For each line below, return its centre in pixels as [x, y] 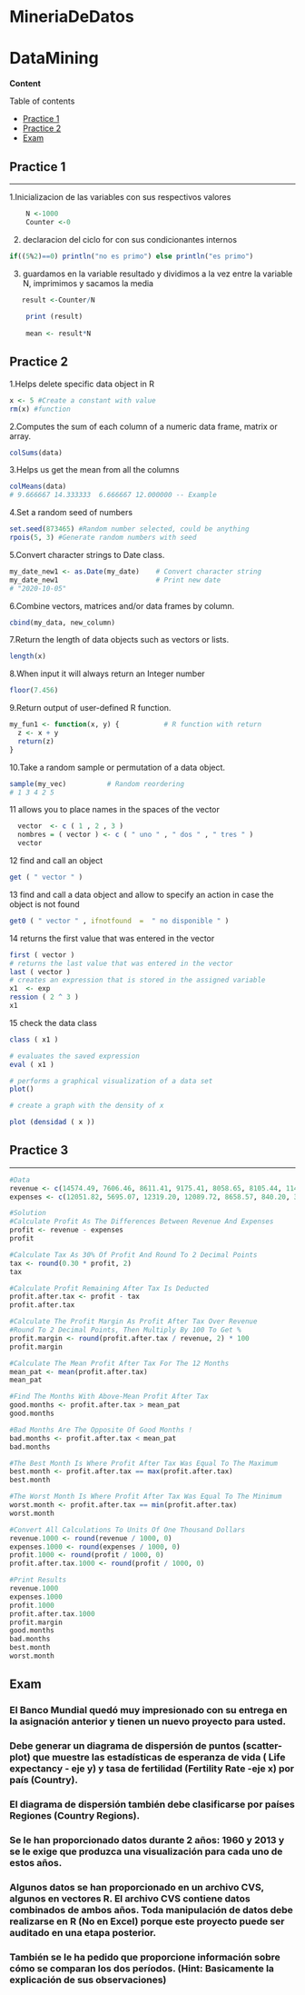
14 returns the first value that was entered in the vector [112, 938]
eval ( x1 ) [32, 1064]
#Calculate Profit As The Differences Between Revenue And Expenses [142, 1222]
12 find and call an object [56, 860]
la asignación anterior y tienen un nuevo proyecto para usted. [148, 1721]
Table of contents [42, 101]
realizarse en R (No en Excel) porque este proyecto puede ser [147, 1921]
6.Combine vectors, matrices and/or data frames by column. [122, 605]
